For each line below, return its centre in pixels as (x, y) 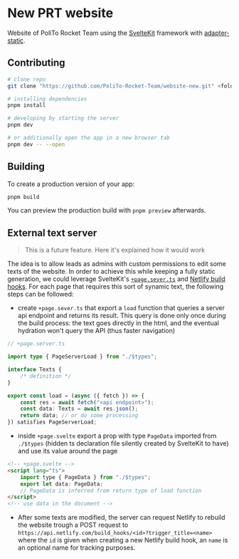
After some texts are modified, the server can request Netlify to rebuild (121, 518)
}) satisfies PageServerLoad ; (52, 422)
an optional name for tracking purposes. (76, 548)
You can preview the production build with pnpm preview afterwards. (107, 210)
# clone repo (27, 79)
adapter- (217, 33)
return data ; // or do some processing (79, 416)
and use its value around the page (68, 451)
